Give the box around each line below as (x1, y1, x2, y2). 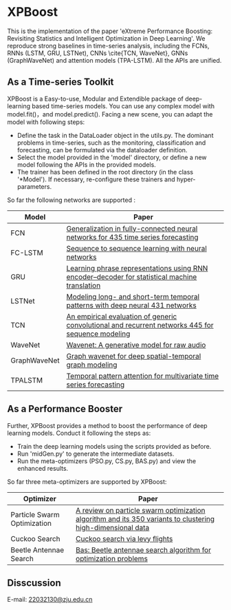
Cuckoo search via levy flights (75, 533, 173, 543)
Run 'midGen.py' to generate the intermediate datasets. (16, 449, 175, 458)
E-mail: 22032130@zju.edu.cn (7, 596, 93, 604)
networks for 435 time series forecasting (66, 232, 199, 242)
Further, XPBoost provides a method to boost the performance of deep (7, 421, 208, 429)
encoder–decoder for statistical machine (66, 272, 197, 281)
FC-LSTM (10, 247, 43, 257)
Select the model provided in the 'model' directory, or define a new (16, 153, 208, 161)
